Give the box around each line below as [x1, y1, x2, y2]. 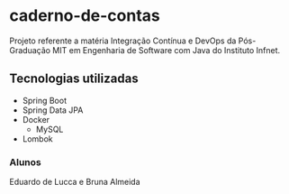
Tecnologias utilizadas [9, 71, 139, 87]
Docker [22, 114, 50, 125]
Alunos [9, 155, 42, 168]
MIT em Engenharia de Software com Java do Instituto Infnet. [52, 44, 281, 55]
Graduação [9, 44, 51, 55]
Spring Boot [22, 95, 68, 106]
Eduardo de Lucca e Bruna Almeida [9, 177, 141, 188]
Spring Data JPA [22, 105, 84, 115]
